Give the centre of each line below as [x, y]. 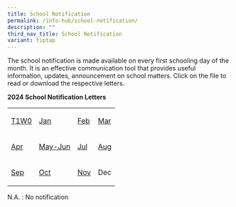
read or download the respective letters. [66, 83]
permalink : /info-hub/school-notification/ [73, 21]
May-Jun [55, 147]
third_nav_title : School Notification [65, 34]
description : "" [31, 27]
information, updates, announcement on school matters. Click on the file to [117, 76]
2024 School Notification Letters [57, 97]
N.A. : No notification [38, 197]
